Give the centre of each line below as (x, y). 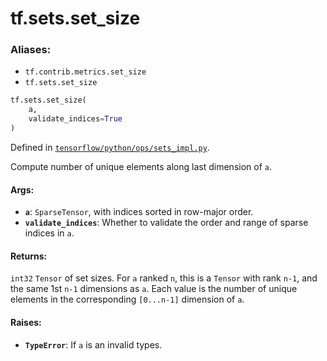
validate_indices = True (75, 119)
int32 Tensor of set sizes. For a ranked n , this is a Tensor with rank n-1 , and (164, 278)
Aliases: (31, 50)
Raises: (26, 322)
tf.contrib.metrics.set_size (85, 72)
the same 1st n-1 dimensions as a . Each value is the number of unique (154, 289)
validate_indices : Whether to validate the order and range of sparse (166, 223)
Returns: (29, 256)
